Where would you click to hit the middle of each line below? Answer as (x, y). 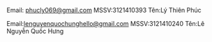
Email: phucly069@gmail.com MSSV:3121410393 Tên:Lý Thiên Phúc (104, 10)
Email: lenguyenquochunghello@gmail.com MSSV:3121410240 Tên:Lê (106, 23)
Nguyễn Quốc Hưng (35, 31)
